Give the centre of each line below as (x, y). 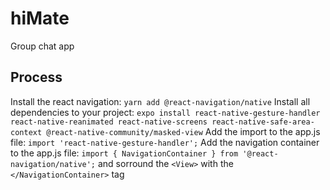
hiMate (40, 18)
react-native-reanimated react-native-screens (109, 122)
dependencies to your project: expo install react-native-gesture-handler (165, 112)
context (26, 132)
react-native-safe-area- (263, 122)
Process (36, 77)
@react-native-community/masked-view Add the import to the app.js (183, 131)
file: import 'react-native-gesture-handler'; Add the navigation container (165, 142)
